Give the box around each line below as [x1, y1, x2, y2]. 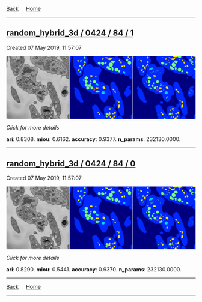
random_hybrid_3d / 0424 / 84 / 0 [6, 159, 136, 169]
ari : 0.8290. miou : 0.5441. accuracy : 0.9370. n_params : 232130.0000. [6, 266, 182, 273]
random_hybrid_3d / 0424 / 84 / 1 [6, 28, 134, 38]
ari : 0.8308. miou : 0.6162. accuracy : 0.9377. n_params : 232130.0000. [6, 135, 181, 143]
